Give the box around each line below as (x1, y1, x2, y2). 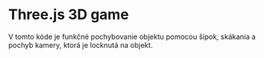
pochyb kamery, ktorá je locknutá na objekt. (8, 40, 154, 49)
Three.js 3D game (8, 6, 130, 24)
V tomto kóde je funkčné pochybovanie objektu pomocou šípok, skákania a (8, 32, 256, 41)
